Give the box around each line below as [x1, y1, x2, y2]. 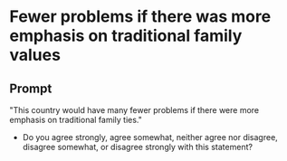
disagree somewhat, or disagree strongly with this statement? [22, 142, 254, 152]
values [9, 45, 62, 65]
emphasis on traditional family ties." [9, 115, 143, 125]
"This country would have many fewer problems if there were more [9, 105, 260, 115]
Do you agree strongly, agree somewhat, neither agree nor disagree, [22, 132, 278, 142]
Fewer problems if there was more [9, 6, 272, 27]
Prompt [9, 80, 53, 96]
